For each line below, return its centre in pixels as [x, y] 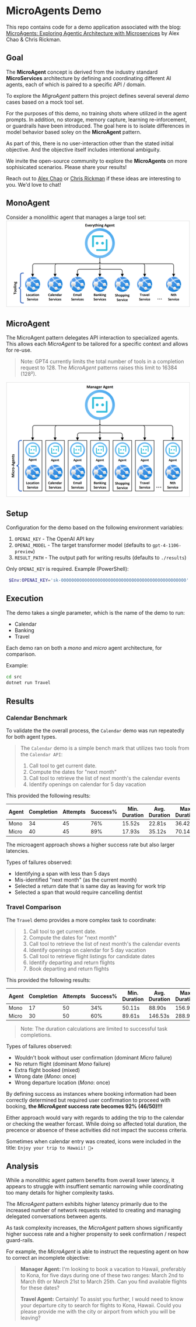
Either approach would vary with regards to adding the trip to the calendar [95, 1118]
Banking [24, 630]
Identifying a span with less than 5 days [62, 873]
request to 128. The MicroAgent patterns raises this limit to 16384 [99, 368]
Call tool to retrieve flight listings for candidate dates [92, 956]
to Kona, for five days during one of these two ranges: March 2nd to [102, 1275]
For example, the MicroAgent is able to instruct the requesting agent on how [97, 1251]
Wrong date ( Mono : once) [45, 1076]
